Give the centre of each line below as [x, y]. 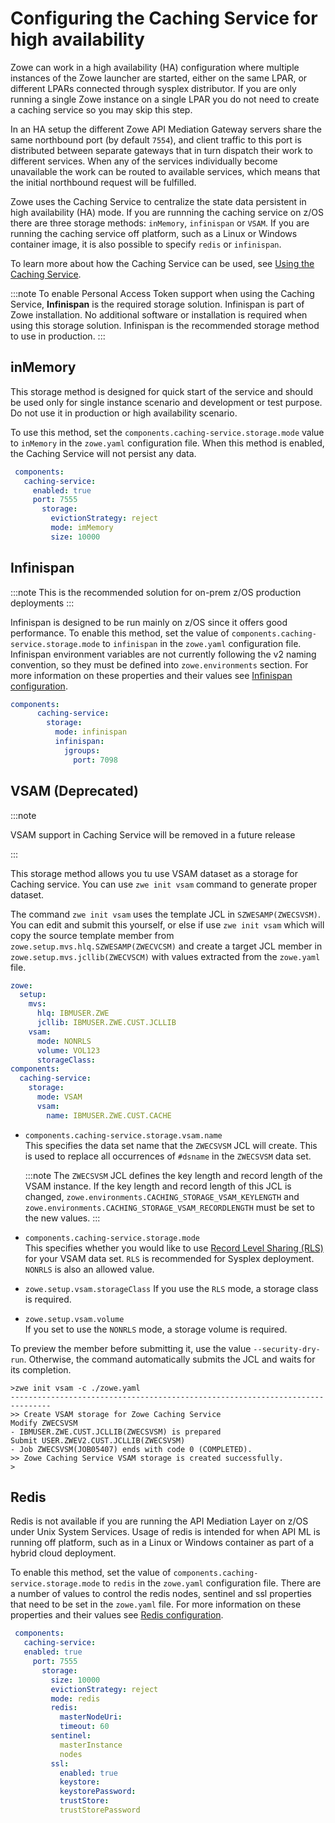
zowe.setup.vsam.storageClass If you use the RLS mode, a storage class [171, 1288]
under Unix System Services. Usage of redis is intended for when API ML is [165, 1532]
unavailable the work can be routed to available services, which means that [165, 171]
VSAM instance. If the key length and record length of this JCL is [158, 1186]
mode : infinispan [91, 732]
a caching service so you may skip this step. [101, 109]
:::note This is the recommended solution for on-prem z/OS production [156, 592]
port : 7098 [95, 760]
